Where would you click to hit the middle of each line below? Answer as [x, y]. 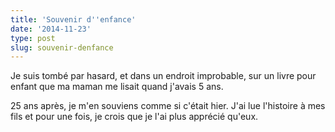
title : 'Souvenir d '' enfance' [73, 19]
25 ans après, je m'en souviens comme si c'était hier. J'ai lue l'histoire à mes [168, 106]
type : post [33, 38]
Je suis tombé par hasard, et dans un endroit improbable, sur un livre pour [163, 76]
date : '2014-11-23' [51, 29]
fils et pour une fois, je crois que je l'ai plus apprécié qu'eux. [134, 117]
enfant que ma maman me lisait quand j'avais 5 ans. [117, 87]
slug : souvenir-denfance [62, 47]
